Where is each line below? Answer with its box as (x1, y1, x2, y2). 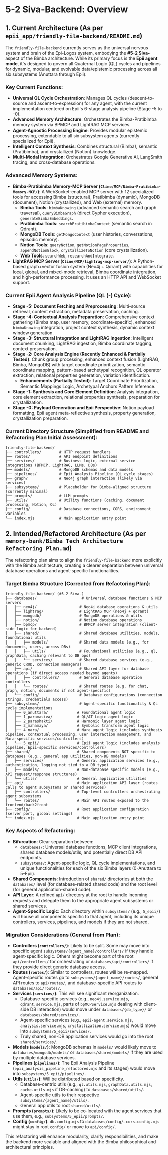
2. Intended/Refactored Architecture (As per (5, 529, 146, 538)
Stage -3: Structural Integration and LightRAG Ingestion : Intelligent (12, 335, 154, 341)
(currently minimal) (5, 489, 49, 494)
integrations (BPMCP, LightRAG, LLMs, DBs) (5, 463, 98, 468)
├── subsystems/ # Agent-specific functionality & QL (5, 701, 158, 706)
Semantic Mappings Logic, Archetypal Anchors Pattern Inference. (20, 383, 156, 389)
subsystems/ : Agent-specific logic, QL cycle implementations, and (20, 860, 155, 866)
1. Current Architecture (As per (5, 24, 103, 32)
